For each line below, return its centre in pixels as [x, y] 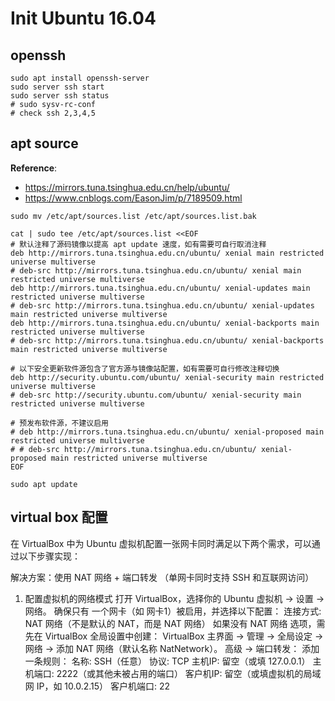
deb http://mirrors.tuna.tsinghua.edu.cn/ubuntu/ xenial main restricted [167, 253]
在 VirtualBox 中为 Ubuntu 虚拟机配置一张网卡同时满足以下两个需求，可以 [161, 543]
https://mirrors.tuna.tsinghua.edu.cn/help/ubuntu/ [127, 187]
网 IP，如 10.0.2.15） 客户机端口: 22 [97, 686]
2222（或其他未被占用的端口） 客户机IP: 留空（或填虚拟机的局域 [189, 673]
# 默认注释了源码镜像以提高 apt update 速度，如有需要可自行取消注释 [138, 244]
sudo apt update [44, 484]
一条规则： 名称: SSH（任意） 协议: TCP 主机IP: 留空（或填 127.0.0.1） [167, 661]
